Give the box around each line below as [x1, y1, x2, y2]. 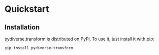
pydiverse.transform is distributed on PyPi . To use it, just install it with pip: [4, 36, 155, 42]
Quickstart [4, 3, 50, 15]
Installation [4, 23, 40, 31]
